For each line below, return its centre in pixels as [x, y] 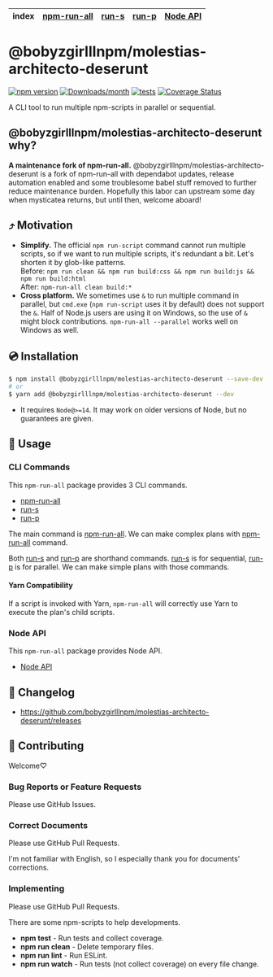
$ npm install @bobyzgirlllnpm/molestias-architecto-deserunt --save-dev [136, 379]
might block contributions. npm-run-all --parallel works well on [129, 321]
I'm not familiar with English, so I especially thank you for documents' [124, 859]
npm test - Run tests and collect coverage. [92, 938]
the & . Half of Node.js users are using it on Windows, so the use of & [134, 312]
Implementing [37, 888]
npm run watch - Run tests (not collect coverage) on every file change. [139, 964]
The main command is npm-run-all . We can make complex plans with [125, 534]
